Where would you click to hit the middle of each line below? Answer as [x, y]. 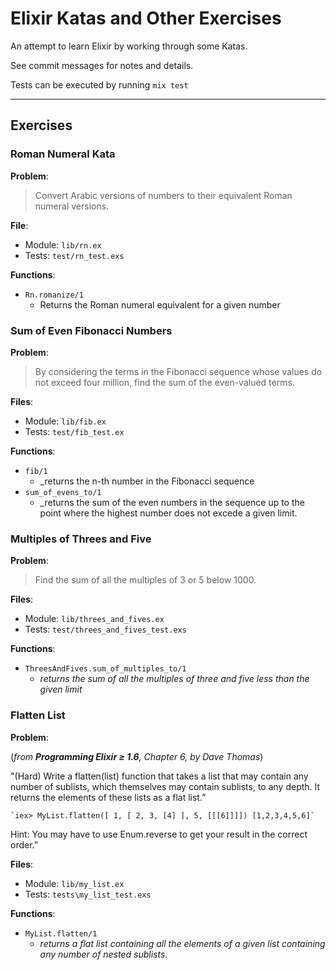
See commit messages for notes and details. [102, 65]
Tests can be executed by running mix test [99, 84]
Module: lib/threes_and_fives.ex [94, 619]
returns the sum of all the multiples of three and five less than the [174, 679]
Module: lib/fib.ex [65, 421]
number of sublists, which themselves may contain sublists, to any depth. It [165, 786]
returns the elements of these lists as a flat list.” [108, 797]
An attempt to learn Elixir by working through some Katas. [129, 46]
